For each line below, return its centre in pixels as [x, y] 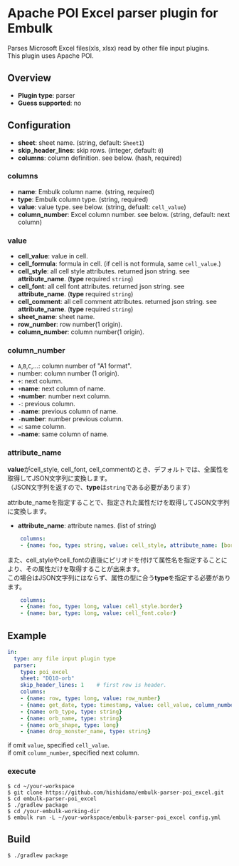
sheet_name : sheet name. [56, 317]
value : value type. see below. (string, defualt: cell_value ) [102, 207]
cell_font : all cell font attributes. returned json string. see [101, 286]
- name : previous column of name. [68, 411]
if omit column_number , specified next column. [74, 753]
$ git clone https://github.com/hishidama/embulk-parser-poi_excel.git [116, 792]
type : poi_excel [44, 672]
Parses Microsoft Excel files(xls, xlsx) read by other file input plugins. [108, 48]
